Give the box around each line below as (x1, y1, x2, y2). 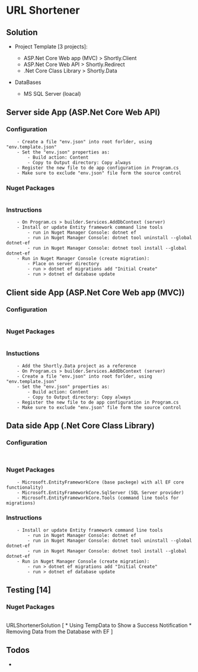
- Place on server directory (27, 261, 100, 267)
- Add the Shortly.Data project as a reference (17, 363, 136, 369)
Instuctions (6, 349, 40, 357)
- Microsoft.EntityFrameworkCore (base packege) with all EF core (17, 479, 184, 485)
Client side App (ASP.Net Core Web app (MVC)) (6, 287, 185, 297)
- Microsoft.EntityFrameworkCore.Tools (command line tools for (17, 495, 179, 501)
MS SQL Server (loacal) (23, 90, 81, 97)
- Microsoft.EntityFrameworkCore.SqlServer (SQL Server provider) (17, 489, 184, 495)
